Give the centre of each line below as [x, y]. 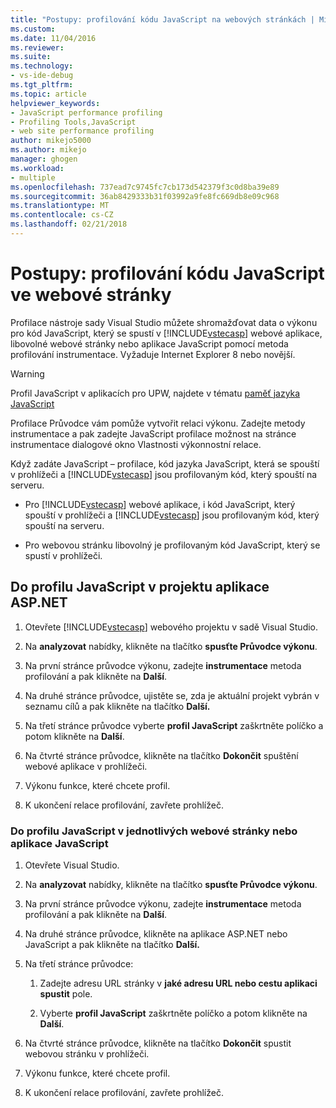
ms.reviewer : [37, 47]
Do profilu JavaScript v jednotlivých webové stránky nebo [154, 831]
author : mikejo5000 [51, 141]
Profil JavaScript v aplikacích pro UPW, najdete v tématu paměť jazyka [155, 393]
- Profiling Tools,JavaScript [73, 122]
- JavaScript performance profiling [86, 112]
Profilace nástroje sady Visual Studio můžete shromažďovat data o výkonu [164, 322]
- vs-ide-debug [42, 76]
